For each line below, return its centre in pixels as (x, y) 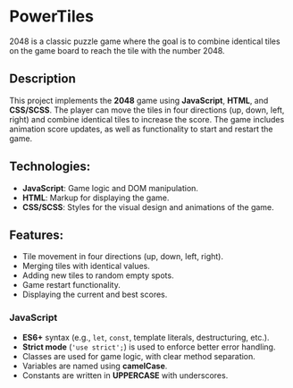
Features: (37, 235)
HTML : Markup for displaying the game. (96, 198)
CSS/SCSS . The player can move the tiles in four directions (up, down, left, (147, 110)
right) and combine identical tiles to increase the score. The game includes (147, 119)
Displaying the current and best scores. (95, 295)
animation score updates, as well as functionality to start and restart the (141, 129)
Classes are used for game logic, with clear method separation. (139, 356)
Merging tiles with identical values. (86, 266)
